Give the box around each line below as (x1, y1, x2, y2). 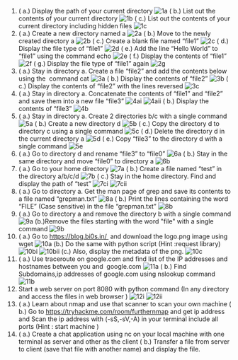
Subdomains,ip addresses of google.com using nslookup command (18, 269, 215, 278)
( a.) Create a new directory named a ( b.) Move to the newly (18, 29, 211, 37)
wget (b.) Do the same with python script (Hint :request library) (18, 240, 221, 248)
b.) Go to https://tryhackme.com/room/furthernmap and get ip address (18, 308, 225, 315)
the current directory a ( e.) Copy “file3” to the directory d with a (18, 134, 222, 143)
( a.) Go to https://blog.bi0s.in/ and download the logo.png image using (18, 232, 228, 240)
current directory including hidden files (18, 22, 132, 30)
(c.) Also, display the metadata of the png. (61, 248, 184, 255)
